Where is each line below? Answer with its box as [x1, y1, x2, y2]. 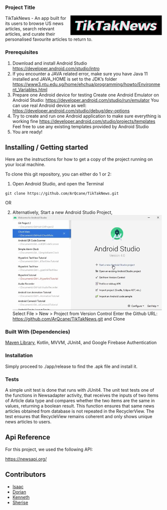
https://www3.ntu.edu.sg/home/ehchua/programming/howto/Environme [12, 81, 161, 87]
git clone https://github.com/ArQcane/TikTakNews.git [5, 191, 119, 196]
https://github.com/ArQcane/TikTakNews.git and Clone [12, 316, 125, 322]
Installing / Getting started [5, 143, 88, 152]
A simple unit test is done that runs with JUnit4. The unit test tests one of [5, 387, 155, 393]
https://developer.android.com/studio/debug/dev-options [12, 107, 130, 113]
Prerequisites [5, 49, 38, 56]
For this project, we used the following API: [5, 446, 93, 452]
